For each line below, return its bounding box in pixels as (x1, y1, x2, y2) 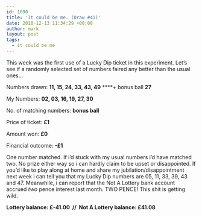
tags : (6, 37, 20, 43)
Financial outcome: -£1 (6, 142, 63, 149)
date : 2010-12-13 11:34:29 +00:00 (6, 20, 93, 26)
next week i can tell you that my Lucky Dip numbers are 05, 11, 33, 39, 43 (6, 172, 188, 180)
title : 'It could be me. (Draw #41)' (6, 14, 101, 20)
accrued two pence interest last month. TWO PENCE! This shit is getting (6, 185, 186, 193)
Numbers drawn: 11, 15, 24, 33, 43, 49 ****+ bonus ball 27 (6, 83, 152, 90)
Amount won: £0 (6, 130, 48, 137)
